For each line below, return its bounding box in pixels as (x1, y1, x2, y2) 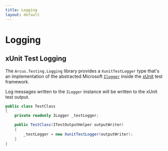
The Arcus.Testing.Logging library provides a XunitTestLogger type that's (5, 68, 159, 74)
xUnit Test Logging (5, 54, 67, 63)
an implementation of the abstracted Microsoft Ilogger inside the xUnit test (5, 73, 163, 79)
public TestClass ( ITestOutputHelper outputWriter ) (14, 123, 124, 128)
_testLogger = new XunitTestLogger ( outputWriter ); (23, 132, 133, 137)
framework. (5, 78, 30, 84)
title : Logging (5, 7, 38, 13)
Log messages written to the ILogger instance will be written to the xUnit (5, 88, 158, 95)
